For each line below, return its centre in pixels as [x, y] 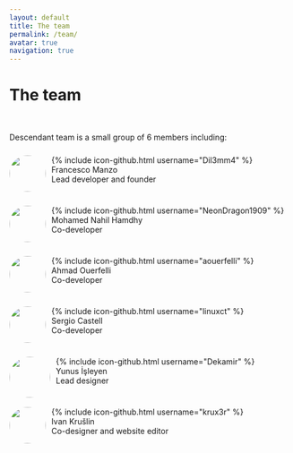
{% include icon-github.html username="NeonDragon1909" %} [168, 210]
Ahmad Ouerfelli [82, 270]
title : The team [39, 26]
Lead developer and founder [104, 179]
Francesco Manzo [85, 170]
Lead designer [82, 380]
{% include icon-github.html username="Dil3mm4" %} [152, 160]
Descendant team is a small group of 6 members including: [118, 137]
